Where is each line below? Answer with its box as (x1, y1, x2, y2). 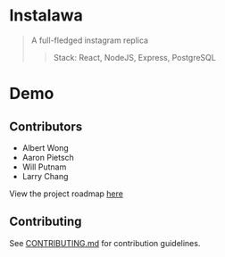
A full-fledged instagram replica (30, 35, 149, 46)
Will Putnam (21, 162, 67, 172)
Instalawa (9, 5, 83, 26)
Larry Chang (21, 170, 69, 181)
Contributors (9, 119, 83, 134)
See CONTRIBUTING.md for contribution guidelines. (9, 237, 201, 248)
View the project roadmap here (9, 188, 123, 199)
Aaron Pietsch (21, 152, 74, 162)
